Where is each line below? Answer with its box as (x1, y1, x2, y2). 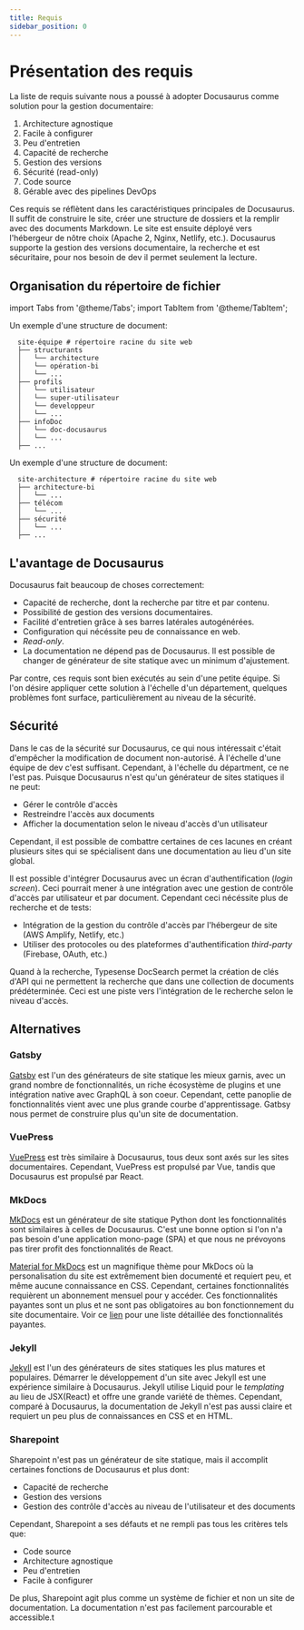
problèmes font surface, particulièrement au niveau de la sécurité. (9, 693, 257, 704)
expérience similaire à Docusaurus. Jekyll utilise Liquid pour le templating (9, 1382, 284, 1392)
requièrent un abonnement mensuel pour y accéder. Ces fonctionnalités (9, 1290, 279, 1301)
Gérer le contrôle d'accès (22, 798, 118, 810)
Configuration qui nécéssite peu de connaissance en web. (22, 626, 240, 637)
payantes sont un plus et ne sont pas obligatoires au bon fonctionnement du (9, 1300, 295, 1311)
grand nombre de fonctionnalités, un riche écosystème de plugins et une (9, 1079, 281, 1090)
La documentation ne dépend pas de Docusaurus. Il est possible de (22, 645, 276, 656)
